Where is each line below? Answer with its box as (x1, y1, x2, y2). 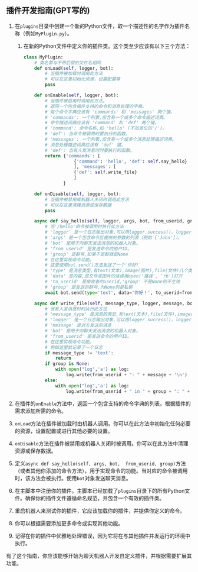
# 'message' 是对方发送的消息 (44, 322, 112, 328)
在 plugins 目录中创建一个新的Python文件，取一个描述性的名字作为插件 (14, 22, 185, 30)
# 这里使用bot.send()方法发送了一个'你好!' (44, 262, 141, 268)
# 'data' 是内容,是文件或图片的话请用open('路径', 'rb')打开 (44, 273, 183, 279)
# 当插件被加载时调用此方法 (44, 70, 103, 77)
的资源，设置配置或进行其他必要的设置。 (14, 427, 113, 434)
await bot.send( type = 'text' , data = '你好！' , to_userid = (44, 289, 183, 296)
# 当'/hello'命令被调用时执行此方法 (44, 224, 124, 230)
